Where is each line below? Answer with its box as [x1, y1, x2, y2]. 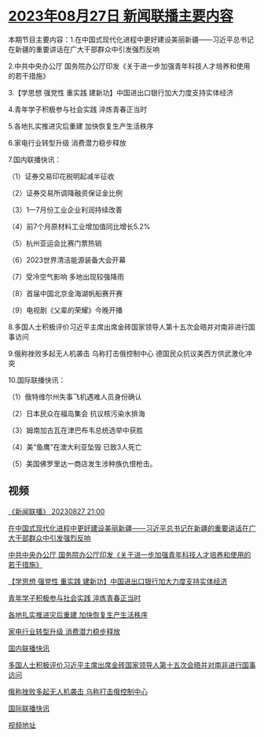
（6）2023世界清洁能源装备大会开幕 [8, 255, 126, 265]
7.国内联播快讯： [8, 154, 62, 164]
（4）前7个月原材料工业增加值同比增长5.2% [8, 221, 151, 231]
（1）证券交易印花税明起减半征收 [8, 171, 115, 181]
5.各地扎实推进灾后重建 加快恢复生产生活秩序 [8, 121, 154, 131]
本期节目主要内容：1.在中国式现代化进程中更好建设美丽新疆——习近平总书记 [8, 35, 254, 44]
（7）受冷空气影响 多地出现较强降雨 [8, 272, 124, 281]
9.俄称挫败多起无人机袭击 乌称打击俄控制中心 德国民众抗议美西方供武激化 [8, 348, 246, 358]
